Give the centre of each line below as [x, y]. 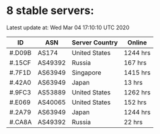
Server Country [95, 42]
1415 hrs [137, 72]
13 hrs [133, 82]
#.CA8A [21, 122]
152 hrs [135, 102]
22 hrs [133, 122]
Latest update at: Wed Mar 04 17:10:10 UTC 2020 [68, 27]
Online [137, 42]
